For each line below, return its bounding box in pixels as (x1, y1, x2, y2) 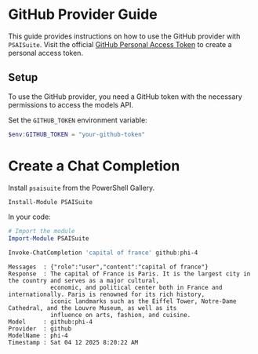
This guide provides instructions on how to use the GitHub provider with (8, 31, 241, 41)
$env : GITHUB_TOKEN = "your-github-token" (8, 130, 146, 138)
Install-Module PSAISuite (8, 198, 93, 206)
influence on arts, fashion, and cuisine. (49, 312, 191, 319)
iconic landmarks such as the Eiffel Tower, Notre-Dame (49, 297, 237, 305)
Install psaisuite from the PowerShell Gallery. (8, 183, 155, 192)
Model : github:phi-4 (8, 318, 93, 327)
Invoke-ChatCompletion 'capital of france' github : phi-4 (8, 249, 198, 257)
